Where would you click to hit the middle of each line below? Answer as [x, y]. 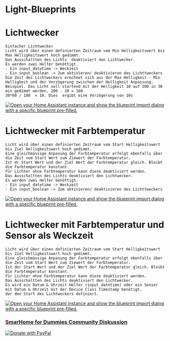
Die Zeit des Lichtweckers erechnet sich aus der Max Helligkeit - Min [83, 78]
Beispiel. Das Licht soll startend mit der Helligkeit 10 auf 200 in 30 [84, 87]
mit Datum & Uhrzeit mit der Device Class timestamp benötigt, [74, 289]
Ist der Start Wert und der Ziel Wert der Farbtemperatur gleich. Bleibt [85, 267]
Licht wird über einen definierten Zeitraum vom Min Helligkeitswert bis [85, 51]
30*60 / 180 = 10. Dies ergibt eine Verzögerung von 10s [69, 95]
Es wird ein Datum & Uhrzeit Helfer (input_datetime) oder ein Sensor [82, 285]
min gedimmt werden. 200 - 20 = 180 [44, 91]
